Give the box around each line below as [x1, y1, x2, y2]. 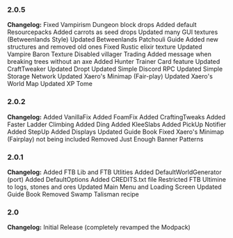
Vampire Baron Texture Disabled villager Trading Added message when [7, 50, 212, 58]
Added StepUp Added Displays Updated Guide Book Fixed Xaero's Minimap [7, 127, 225, 136]
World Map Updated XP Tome [7, 80, 93, 88]
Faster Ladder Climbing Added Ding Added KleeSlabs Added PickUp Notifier [7, 120, 227, 128]
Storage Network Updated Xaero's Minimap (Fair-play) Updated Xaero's [7, 72, 214, 80]
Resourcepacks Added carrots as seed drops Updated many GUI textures [7, 28, 218, 36]
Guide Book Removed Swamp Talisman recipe [7, 189, 139, 198]
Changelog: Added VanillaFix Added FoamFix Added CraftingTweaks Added [7, 112, 226, 121]
